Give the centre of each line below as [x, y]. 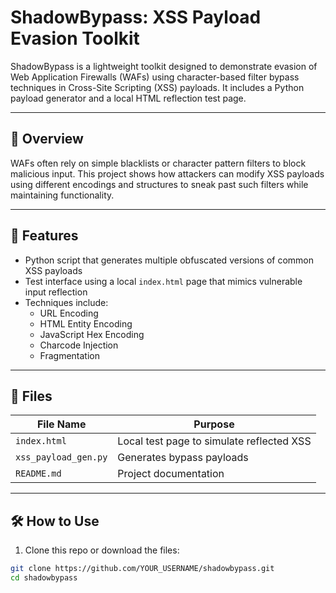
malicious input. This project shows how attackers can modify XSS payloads [167, 173]
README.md [38, 474]
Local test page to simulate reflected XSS [214, 441]
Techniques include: [66, 302]
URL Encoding [69, 313]
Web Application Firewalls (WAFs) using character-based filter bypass [155, 77]
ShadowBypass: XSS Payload [136, 17]
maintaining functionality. [62, 195]
